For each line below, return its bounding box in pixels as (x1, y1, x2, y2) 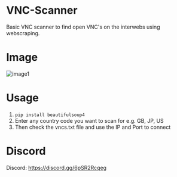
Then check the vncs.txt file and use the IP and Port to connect (14, 123, 171, 131)
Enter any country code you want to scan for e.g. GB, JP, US (14, 117, 164, 124)
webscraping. (6, 29, 40, 36)
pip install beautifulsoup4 (14, 111, 85, 118)
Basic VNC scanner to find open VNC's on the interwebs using (6, 23, 160, 30)
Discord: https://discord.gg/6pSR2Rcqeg (6, 164, 106, 171)
